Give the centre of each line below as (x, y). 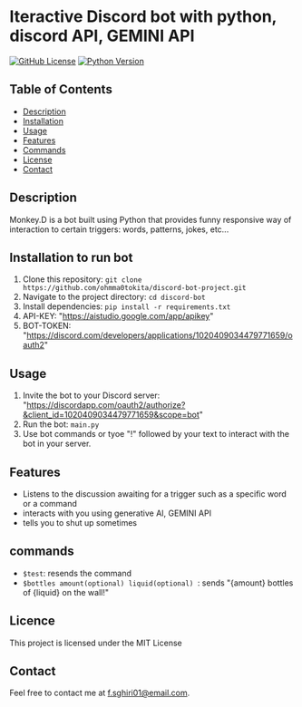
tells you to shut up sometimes (80, 523)
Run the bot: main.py (61, 424)
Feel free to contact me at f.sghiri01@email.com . (100, 693)
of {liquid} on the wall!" (65, 592)
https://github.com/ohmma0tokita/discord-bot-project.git (134, 288)
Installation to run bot (71, 257)
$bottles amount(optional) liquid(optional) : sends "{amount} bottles (158, 583)
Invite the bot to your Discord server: (91, 395)
